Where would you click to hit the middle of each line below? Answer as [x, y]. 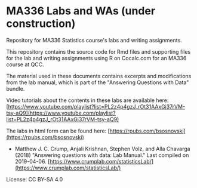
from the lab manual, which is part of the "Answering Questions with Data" [98, 82]
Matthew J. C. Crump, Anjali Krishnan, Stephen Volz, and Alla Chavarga [102, 149]
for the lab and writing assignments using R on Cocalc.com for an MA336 [96, 58]
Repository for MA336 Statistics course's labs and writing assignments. [94, 40]
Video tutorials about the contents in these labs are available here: [87, 100]
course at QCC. [25, 64]
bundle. [16, 88]
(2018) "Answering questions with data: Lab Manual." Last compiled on [102, 155]
